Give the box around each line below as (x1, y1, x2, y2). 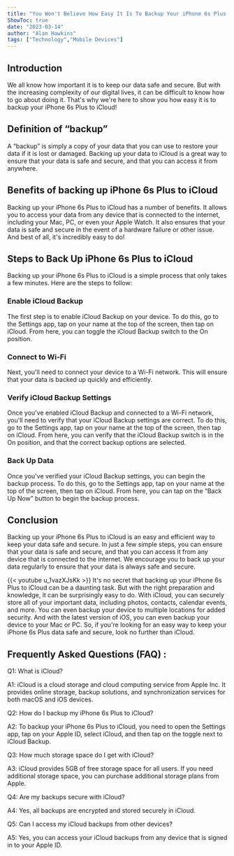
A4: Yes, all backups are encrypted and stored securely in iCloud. (7, 806, 196, 815)
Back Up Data (7, 456, 54, 466)
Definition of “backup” (7, 123, 108, 135)
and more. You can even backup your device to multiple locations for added (7, 606, 226, 614)
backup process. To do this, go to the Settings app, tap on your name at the (7, 479, 225, 487)
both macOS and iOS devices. (7, 695, 94, 704)
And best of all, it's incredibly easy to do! (7, 232, 125, 241)
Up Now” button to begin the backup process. (7, 494, 140, 502)
